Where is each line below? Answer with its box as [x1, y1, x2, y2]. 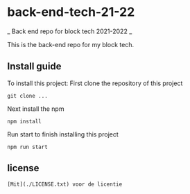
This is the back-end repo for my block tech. [7, 40, 134, 48]
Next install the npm [7, 105, 64, 113]
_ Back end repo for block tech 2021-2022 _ [7, 27, 132, 35]
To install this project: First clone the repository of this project [7, 79, 183, 87]
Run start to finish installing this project [7, 130, 119, 139]
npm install [7, 118, 42, 125]
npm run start [7, 143, 49, 150]
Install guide [7, 60, 62, 73]
